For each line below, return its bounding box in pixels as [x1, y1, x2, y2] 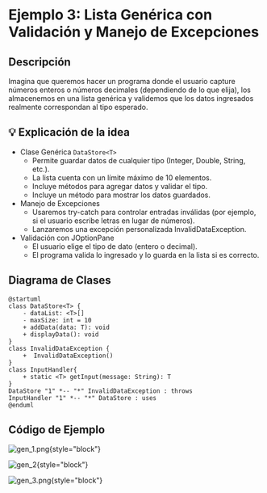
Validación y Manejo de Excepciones [8, 23, 260, 41]
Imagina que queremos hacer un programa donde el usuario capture [8, 77, 236, 86]
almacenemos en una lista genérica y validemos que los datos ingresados [8, 94, 254, 103]
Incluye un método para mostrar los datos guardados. [31, 190, 211, 200]
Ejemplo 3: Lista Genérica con [8, 6, 212, 24]
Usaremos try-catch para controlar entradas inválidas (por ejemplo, [31, 207, 257, 217]
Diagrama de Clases [8, 273, 111, 288]
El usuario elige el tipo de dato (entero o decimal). [31, 241, 198, 251]
